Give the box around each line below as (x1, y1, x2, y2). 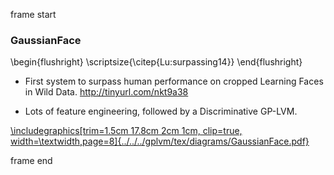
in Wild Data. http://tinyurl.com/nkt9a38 (24, 86, 189, 98)
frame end (10, 155, 53, 167)
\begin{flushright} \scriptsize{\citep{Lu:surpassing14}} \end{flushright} (10, 56, 303, 68)
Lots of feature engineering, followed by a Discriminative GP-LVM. (24, 105, 298, 118)
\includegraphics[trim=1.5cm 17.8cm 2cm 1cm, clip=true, (10, 125, 243, 137)
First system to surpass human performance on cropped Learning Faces (24, 75, 324, 88)
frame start (10, 9, 57, 20)
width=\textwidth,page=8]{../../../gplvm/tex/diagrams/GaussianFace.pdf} (10, 135, 310, 148)
